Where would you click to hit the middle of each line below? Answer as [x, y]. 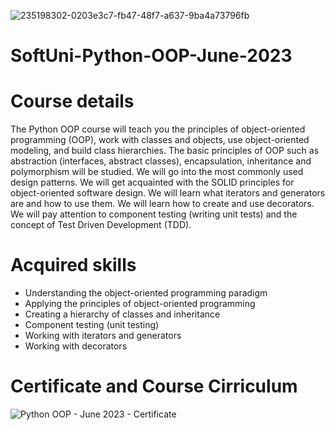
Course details [72, 101]
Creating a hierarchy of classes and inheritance [122, 314]
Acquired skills [73, 265]
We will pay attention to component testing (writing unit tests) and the [154, 214]
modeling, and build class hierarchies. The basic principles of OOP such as [165, 151]
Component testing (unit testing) [92, 325]
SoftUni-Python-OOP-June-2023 [151, 56]
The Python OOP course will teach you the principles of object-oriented [158, 129]
